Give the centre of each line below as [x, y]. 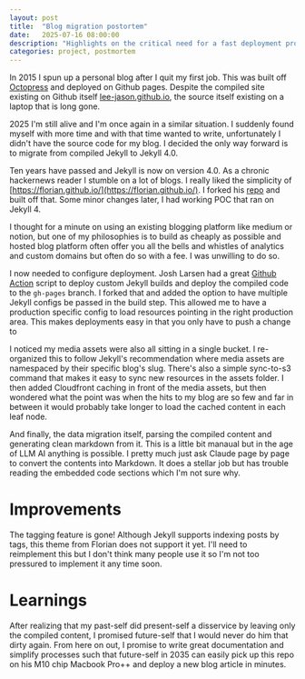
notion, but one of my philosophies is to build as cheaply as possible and [145, 236]
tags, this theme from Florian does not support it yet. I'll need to [128, 544]
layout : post [34, 18]
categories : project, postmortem [73, 52]
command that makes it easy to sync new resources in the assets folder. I [147, 378]
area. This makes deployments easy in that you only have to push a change [150, 322]
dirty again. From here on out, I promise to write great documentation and [147, 645]
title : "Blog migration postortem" [79, 26]
